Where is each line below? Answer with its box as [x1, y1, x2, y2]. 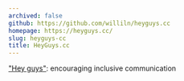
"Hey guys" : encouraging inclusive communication [8, 63, 177, 73]
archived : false [8, 11, 63, 20]
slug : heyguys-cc [8, 34, 67, 43]
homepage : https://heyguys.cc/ [8, 26, 113, 34]
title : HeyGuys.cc [8, 42, 70, 50]
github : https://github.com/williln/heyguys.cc [8, 19, 171, 27]
